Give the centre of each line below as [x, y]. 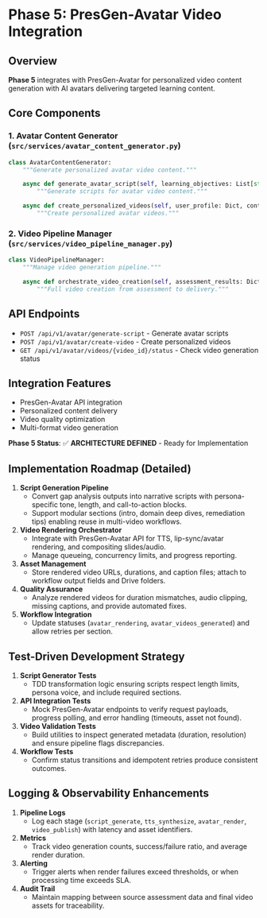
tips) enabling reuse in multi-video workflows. [106, 521]
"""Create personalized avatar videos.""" [108, 213]
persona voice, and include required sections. [106, 692]
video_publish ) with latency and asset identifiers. [112, 829]
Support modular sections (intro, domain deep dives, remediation [138, 513]
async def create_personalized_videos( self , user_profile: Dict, [133, 206]
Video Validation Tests [58, 726]
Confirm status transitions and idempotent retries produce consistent [145, 760]
